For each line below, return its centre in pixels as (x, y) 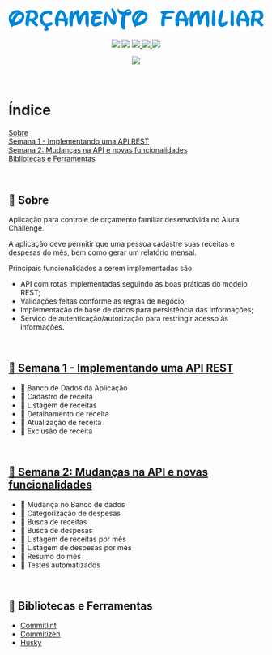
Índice (30, 110)
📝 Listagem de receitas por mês (73, 539)
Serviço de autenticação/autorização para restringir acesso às (124, 318)
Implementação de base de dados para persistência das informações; (136, 310)
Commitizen (40, 634)
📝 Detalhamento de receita (64, 413)
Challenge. (26, 228)
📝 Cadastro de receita (56, 396)
